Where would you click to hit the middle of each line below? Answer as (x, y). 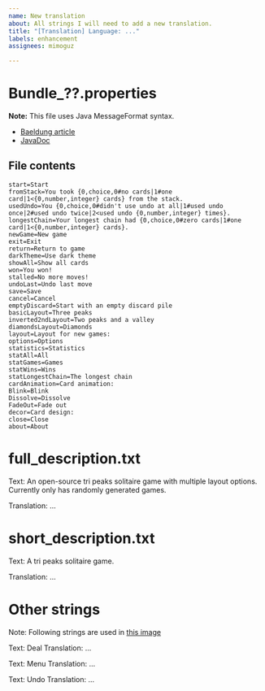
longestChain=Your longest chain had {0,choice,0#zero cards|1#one (125, 220)
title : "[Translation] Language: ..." (74, 31)
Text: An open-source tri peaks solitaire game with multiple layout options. (133, 481)
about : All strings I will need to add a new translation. (111, 24)
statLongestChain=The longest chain (70, 376)
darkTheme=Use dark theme (52, 256)
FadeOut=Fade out (38, 405)
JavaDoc (35, 141)
